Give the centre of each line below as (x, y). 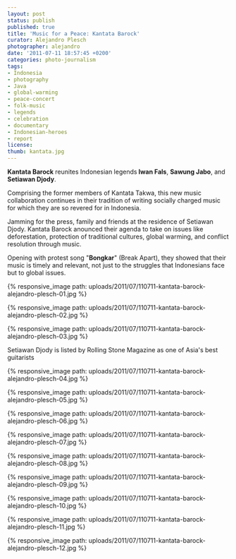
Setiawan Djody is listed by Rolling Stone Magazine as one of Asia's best (113, 350)
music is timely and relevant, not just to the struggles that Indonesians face (116, 265)
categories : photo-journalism (52, 60)
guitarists (21, 357)
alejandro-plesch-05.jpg (42, 400)
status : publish (31, 20)
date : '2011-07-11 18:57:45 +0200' (60, 54)
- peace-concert (31, 100)
